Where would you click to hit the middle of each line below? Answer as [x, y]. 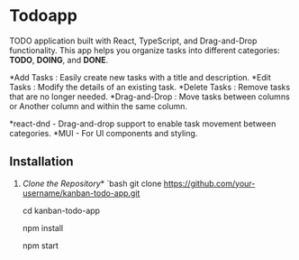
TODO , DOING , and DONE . [59, 60]
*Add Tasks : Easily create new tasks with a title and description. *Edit [140, 77]
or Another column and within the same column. [98, 106]
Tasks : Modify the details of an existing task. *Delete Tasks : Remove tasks [150, 87]
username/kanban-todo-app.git [81, 193]
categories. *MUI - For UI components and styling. [104, 133]
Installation [41, 162]
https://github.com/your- [209, 183]
